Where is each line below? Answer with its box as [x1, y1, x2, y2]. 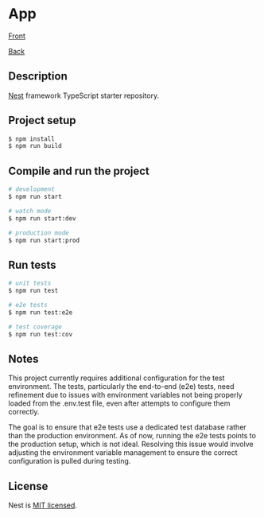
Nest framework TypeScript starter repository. [8, 91, 160, 100]
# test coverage [8, 323, 62, 331]
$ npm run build [8, 142, 62, 150]
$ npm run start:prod [8, 236, 80, 244]
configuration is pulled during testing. [8, 457, 131, 466]
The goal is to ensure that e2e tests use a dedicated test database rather [8, 422, 247, 432]
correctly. [8, 407, 40, 417]
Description [8, 69, 68, 84]
